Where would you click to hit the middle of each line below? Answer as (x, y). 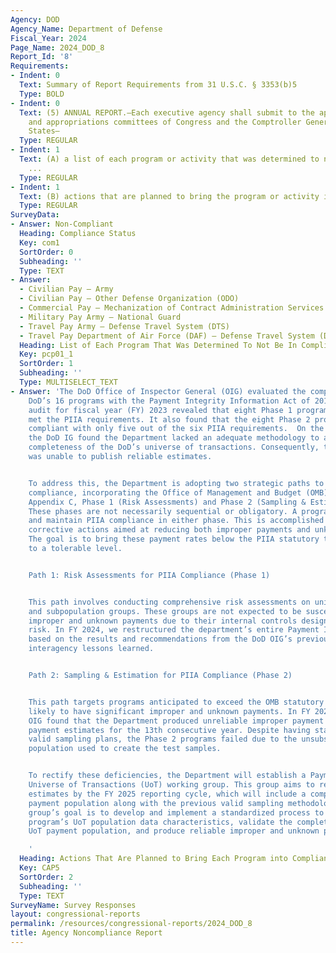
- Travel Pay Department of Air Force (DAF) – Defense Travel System (167, 336)
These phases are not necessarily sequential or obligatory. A (163, 511)
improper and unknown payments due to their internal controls (163, 621)
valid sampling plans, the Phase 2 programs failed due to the (163, 739)
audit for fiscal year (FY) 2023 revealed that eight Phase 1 (160, 410)
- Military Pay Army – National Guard (100, 317)
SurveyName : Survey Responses (73, 905)
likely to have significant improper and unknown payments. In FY (169, 711)
